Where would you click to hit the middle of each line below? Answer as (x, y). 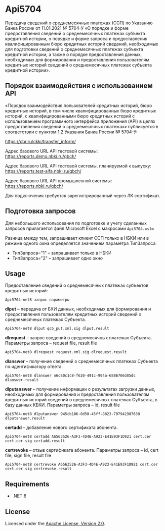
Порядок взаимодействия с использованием (79, 86)
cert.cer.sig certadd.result (35, 441)
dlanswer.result (22, 380)
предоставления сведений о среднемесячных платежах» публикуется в (82, 126)
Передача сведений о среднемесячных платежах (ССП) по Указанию (79, 23)
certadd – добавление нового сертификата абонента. (62, 427)
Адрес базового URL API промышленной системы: (59, 181)
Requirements (27, 484)
